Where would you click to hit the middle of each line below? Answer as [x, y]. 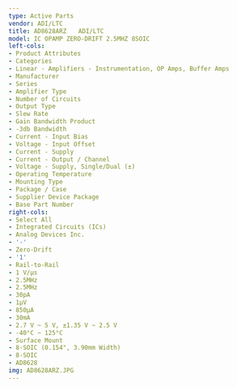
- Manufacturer [34, 76]
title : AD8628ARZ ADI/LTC [56, 31]
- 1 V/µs [23, 273]
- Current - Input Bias [49, 136]
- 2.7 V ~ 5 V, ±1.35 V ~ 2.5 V [63, 325]
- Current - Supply [41, 152]
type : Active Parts [41, 16]
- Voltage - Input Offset [52, 144]
